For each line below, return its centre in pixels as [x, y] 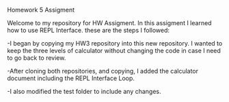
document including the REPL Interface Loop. [71, 78]
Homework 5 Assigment [41, 10]
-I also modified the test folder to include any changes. [84, 91]
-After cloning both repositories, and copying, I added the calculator [103, 71]
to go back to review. [37, 58]
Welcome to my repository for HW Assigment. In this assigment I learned [109, 23]
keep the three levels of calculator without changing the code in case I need [114, 51]
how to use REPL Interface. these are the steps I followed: [88, 30]
